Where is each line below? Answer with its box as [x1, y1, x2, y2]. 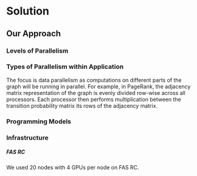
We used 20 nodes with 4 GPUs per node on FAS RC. [6, 163, 139, 171]
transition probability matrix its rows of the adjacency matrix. [6, 102, 158, 109]
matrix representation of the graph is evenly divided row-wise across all [6, 89, 186, 96]
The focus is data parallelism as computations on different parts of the [6, 76, 182, 83]
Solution [6, 4, 50, 18]
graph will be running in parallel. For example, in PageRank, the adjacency [6, 83, 191, 90]
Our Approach [6, 28, 61, 39]
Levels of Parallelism [6, 47, 68, 55]
